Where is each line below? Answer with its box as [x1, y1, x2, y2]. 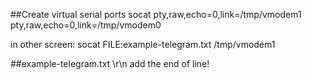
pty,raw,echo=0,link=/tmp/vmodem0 [10, 19, 162, 31]
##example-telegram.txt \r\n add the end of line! [10, 58, 210, 69]
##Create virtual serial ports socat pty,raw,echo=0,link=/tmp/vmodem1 [10, 9, 302, 20]
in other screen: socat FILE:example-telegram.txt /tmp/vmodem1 [10, 39, 276, 50]
